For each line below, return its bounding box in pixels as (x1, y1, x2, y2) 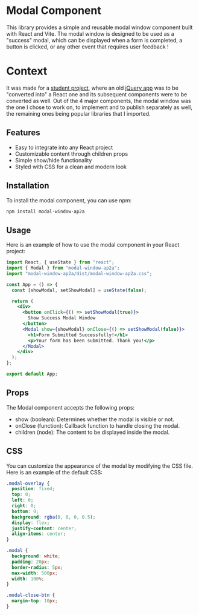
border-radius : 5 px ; (11, 564, 63, 570)
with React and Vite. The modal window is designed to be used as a (6, 30, 175, 37)
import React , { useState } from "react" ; (6, 259, 115, 265)
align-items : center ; (11, 531, 66, 537)
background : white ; (11, 553, 61, 559)
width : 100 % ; (11, 576, 45, 582)
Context (6, 64, 48, 78)
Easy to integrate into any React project (14, 144, 113, 151)
